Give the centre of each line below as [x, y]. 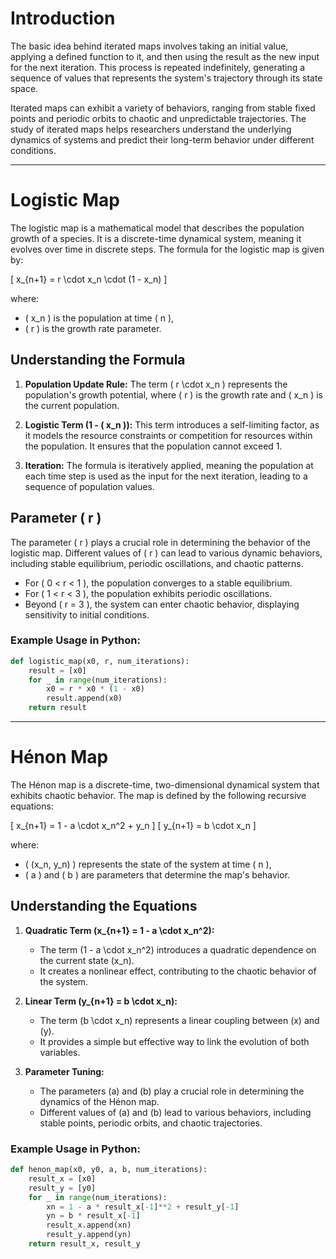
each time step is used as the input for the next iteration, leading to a [166, 476]
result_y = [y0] [62, 1188]
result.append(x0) [84, 698]
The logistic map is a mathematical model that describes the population [157, 228]
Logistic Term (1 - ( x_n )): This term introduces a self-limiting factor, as [172, 424]
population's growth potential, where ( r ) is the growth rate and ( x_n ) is [174, 394]
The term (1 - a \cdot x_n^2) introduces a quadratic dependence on [178, 949]
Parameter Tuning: [64, 1071]
